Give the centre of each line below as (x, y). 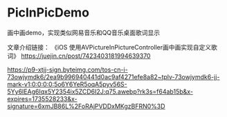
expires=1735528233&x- (42, 98)
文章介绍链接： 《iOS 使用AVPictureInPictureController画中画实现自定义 (109, 47)
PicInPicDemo (48, 13)
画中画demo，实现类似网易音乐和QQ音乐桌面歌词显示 (84, 32)
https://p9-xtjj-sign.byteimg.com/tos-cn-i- (67, 70)
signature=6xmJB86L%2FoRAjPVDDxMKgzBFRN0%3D (86, 106)
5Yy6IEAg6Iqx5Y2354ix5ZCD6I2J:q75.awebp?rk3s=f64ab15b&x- (100, 92)
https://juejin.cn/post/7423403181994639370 (85, 56)
